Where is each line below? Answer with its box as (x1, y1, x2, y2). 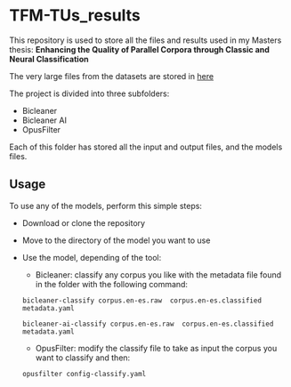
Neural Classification (9, 53, 89, 64)
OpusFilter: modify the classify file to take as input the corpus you (35, 343, 278, 353)
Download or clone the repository (21, 217, 145, 228)
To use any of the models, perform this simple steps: (9, 200, 203, 211)
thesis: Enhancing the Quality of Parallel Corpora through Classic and (9, 44, 270, 54)
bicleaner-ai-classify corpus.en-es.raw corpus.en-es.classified (21, 319, 274, 328)
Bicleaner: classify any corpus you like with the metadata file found (35, 269, 282, 280)
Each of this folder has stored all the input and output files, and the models (9, 141, 283, 152)
